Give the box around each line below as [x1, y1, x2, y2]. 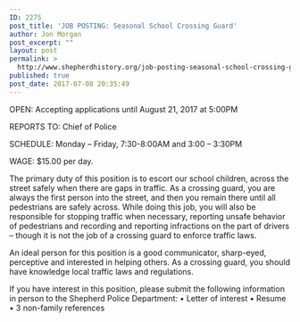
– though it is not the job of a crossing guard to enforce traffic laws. [9, 229, 257, 241]
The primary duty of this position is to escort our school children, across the [9, 173, 289, 184]
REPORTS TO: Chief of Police [9, 121, 118, 132]
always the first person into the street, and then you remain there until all [9, 192, 277, 202]
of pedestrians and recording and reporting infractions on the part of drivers [9, 220, 290, 231]
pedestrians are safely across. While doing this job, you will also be [9, 202, 256, 212]
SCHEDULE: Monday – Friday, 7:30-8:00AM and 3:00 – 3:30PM [9, 138, 243, 149]
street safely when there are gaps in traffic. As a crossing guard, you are [9, 182, 276, 193]
